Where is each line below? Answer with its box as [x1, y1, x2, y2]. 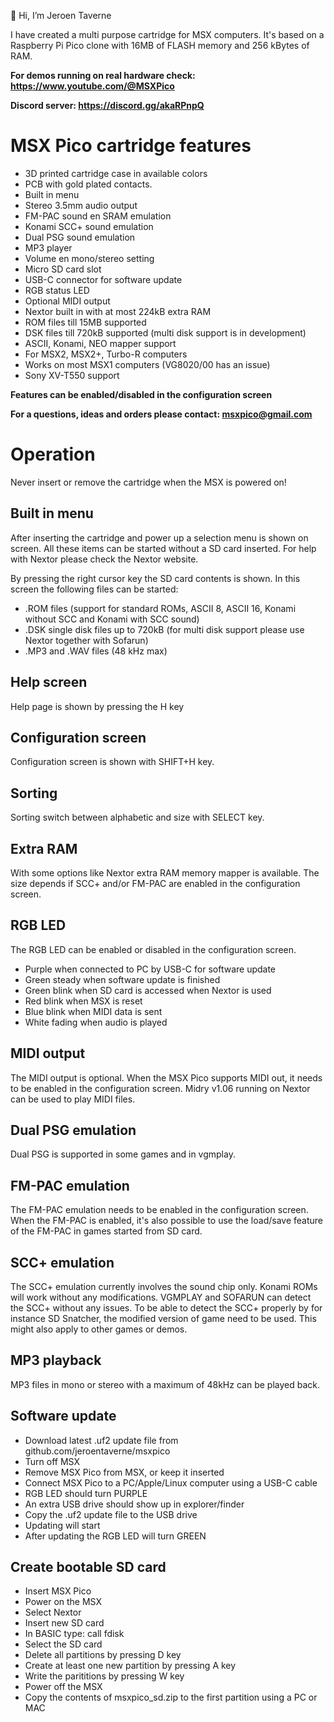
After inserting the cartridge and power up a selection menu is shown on [10, 531, 309, 544]
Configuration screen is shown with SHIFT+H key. [10, 756, 215, 768]
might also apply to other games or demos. [10, 1323, 188, 1335]
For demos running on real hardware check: [10, 70, 196, 81]
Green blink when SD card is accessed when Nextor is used [24, 984, 272, 996]
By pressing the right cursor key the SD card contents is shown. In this [10, 572, 301, 584]
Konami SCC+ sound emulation [24, 220, 154, 232]
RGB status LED [24, 284, 90, 296]
